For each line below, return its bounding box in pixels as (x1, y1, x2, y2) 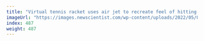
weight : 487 (6, 25, 36, 32)
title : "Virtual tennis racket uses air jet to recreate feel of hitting (6, 8, 197, 15)
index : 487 (6, 20, 34, 26)
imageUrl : (6, 14, 32, 20)
